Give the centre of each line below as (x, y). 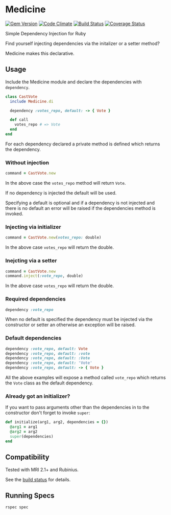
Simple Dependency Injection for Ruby (46, 33)
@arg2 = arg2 (24, 432)
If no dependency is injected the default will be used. (61, 193)
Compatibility (27, 457)
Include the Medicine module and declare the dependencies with (74, 82)
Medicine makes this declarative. (40, 53)
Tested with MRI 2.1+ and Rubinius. (42, 469)
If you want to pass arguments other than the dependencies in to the (77, 407)
